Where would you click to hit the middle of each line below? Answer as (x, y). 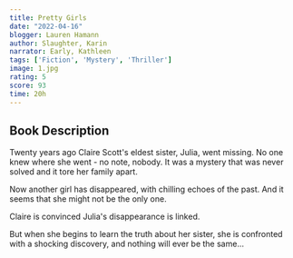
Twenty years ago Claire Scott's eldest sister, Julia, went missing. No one (146, 153)
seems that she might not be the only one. (88, 199)
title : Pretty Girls (49, 18)
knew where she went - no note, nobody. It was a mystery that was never (146, 162)
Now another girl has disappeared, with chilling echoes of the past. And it (146, 189)
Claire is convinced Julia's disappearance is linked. (105, 217)
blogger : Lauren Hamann (54, 35)
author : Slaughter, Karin (58, 43)
